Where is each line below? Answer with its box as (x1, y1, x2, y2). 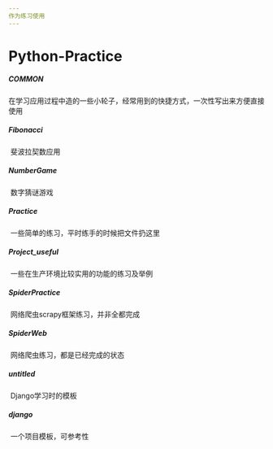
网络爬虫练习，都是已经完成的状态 (10, 350, 124, 360)
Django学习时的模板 (10, 390, 77, 400)
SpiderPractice (8, 288, 61, 298)
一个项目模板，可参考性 (10, 431, 89, 441)
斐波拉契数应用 (10, 146, 61, 156)
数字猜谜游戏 (10, 187, 54, 197)
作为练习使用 (8, 11, 45, 20)
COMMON (8, 74, 44, 84)
